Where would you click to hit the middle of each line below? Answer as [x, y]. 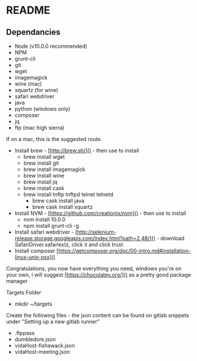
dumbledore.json [35, 339]
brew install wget [44, 157]
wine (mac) [28, 84]
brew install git [41, 163]
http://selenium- [97, 232]
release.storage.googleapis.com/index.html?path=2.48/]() [85, 238]
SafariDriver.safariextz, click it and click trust [69, 245]
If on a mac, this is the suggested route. [54, 139]
